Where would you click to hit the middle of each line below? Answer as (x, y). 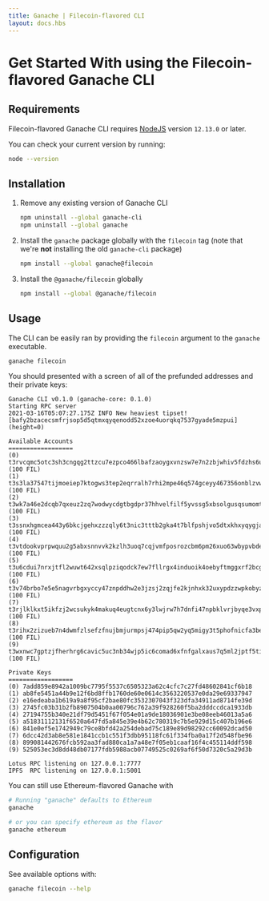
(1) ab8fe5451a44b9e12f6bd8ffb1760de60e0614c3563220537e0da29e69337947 (130, 694)
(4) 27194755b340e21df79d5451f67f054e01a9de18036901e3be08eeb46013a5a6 (130, 715)
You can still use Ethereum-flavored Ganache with (91, 786)
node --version (34, 159)
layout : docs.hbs (37, 23)
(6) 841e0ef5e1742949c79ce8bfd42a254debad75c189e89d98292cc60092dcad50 (130, 729)
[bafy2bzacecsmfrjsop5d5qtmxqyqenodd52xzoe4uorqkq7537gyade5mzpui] (123, 420)
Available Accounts (41, 441)
